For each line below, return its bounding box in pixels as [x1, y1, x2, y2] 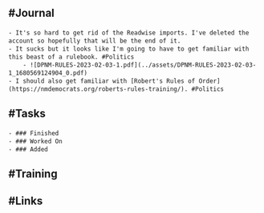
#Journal [8, 6, 55, 20]
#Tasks [8, 107, 47, 121]
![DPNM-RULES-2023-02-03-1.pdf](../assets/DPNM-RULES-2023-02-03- [29, 60, 257, 69]
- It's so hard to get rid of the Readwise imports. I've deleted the [8, 28, 250, 37]
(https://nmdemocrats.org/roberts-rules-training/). [8, 84, 189, 93]
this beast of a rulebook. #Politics [8, 52, 135, 61]
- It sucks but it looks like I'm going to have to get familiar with [8, 44, 250, 53]
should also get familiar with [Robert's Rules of [22, 76, 196, 85]
